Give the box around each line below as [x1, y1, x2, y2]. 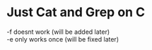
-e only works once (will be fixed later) [6, 35, 119, 43]
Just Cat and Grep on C [6, 4, 146, 20]
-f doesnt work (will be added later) [6, 27, 110, 36]
